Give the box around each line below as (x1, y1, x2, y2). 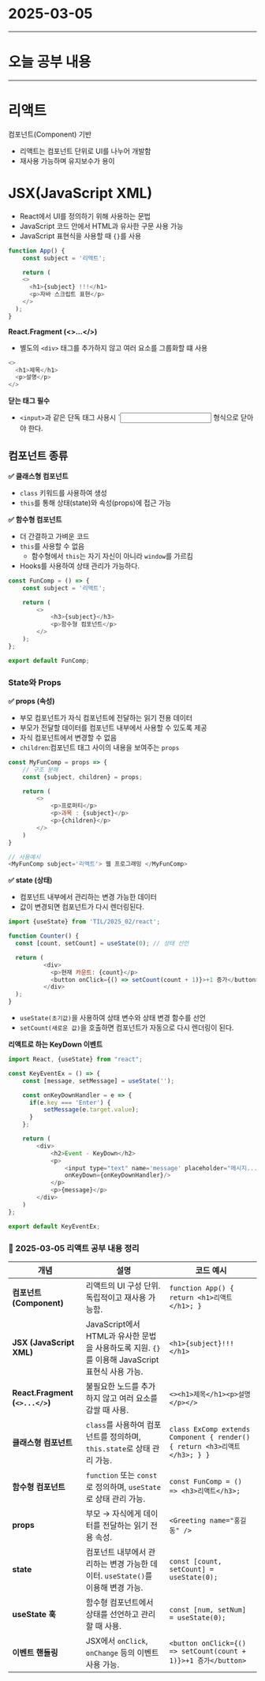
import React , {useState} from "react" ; (8, 1055, 144, 1064)
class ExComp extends (169, 1425, 251, 1433)
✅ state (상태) (8, 875, 53, 885)
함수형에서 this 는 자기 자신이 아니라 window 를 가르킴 (31, 551, 193, 560)
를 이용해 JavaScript (85, 1354, 159, 1365)
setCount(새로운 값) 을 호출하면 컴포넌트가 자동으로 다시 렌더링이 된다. (19, 1023, 234, 1032)
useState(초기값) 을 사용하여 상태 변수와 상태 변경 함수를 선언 (19, 1013, 207, 1023)
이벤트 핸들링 (12, 1647, 58, 1658)
